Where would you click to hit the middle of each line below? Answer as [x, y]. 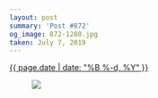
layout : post [34, 17]
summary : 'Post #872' [50, 26]
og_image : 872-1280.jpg [54, 34]
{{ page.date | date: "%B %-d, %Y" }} [79, 68]
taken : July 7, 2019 [48, 42]
